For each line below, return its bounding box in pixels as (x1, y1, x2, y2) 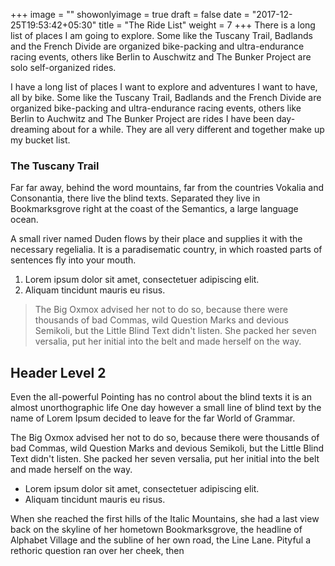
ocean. (10, 214, 39, 226)
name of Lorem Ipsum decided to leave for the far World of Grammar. (10, 412, 296, 424)
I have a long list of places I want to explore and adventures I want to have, (10, 81, 318, 93)
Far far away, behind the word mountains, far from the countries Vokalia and (10, 182, 325, 194)
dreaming (10, 124, 50, 135)
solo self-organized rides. (10, 62, 117, 73)
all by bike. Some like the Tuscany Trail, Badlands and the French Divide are (10, 92, 322, 103)
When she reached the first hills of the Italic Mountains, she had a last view (10, 513, 320, 525)
